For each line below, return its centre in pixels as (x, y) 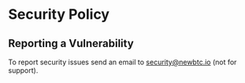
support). (23, 70)
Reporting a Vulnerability (71, 43)
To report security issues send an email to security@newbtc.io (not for (122, 62)
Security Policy (59, 14)
